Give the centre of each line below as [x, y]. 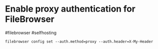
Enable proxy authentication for [70, 9]
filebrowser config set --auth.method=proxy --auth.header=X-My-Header [79, 41]
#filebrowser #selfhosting [31, 33]
